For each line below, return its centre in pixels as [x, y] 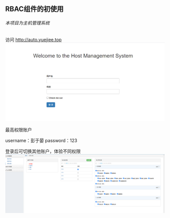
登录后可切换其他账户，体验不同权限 [43, 151]
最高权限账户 [18, 130]
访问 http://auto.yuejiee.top [33, 39]
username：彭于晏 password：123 [41, 141]
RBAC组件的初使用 [35, 9]
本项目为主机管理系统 [27, 23]
